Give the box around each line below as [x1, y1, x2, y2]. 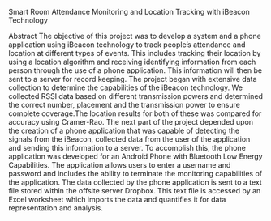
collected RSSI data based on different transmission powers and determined [8, 91, 264, 100]
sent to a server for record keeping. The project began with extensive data [8, 74, 257, 83]
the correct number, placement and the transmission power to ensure [8, 100, 241, 109]
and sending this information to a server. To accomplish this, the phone [8, 143, 246, 152]
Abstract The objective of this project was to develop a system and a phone [8, 32, 261, 40]
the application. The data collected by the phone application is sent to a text [8, 177, 262, 187]
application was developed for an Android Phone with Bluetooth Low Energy [8, 151, 263, 161]
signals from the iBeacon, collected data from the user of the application [8, 134, 251, 144]
